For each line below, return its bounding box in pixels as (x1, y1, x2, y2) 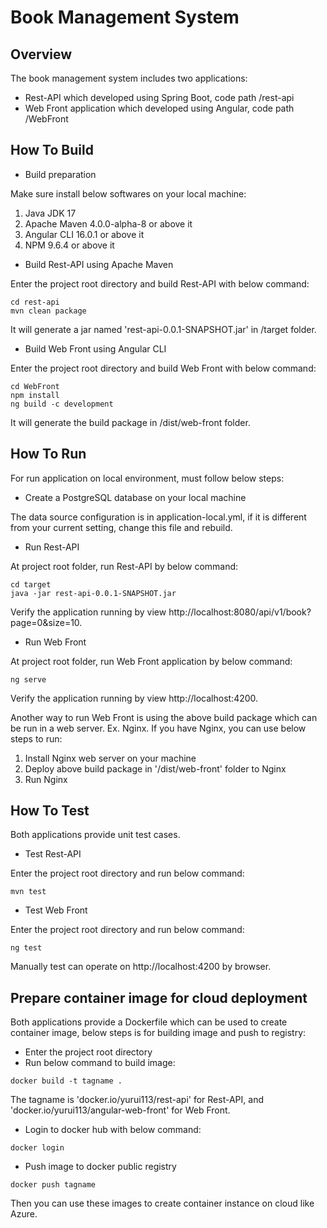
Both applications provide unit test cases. (10, 829, 181, 841)
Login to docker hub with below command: (24, 1124, 202, 1136)
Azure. (10, 1208, 38, 1220)
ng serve (10, 674, 47, 685)
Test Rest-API (24, 848, 82, 860)
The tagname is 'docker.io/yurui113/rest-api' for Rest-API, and (10, 1094, 264, 1106)
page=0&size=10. (10, 616, 83, 628)
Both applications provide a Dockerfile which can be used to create (10, 1016, 288, 1028)
